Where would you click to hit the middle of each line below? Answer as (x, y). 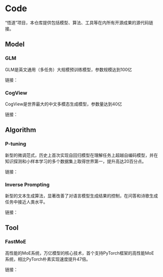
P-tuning (16, 144)
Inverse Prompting (27, 184)
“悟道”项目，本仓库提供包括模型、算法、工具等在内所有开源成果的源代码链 (79, 22)
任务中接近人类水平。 (26, 202)
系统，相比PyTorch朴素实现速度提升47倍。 (48, 259)
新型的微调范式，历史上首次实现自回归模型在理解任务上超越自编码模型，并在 (81, 155)
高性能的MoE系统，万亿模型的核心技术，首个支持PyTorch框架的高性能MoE (80, 253)
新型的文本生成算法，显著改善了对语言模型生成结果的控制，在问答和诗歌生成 (81, 196)
